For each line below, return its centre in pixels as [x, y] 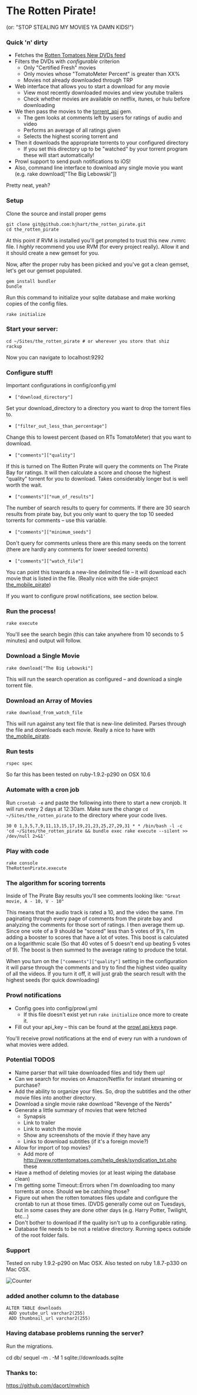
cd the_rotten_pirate [33, 229]
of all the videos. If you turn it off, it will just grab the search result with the [96, 974]
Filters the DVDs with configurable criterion [67, 61]
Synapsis [34, 1116]
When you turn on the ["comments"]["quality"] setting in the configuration [97, 961]
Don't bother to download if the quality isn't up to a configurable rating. [101, 1223]
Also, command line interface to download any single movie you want [99, 168]
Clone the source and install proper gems [56, 214]
